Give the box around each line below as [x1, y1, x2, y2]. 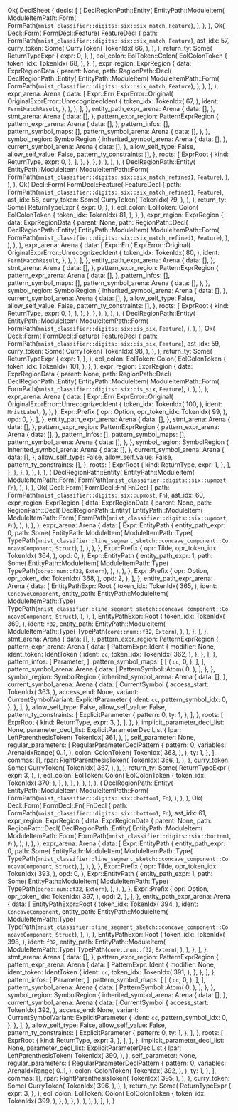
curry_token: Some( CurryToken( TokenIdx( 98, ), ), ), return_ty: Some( [7, 347, 213, 355]
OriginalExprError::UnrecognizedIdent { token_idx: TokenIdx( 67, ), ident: [7, 97, 219, 105]
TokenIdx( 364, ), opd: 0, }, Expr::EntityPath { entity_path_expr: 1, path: [7, 552, 213, 560]
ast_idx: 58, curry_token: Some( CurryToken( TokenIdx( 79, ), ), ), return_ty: [7, 195, 227, 204]
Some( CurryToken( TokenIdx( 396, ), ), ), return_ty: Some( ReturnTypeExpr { [7, 1081, 232, 1090]
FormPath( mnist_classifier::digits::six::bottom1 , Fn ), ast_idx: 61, [7, 809, 207, 817]
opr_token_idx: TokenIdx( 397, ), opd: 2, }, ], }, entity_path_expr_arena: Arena [7, 892, 231, 900]
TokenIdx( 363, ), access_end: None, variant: [7, 688, 139, 696]
